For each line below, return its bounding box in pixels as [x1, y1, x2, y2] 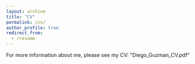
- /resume [11, 35, 35, 41]
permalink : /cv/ [6, 19, 46, 25]
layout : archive [6, 8, 46, 15]
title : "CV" [6, 14, 35, 20]
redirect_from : [6, 30, 43, 36]
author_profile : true [6, 24, 59, 31]
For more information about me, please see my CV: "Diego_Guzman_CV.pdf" [6, 52, 190, 58]
